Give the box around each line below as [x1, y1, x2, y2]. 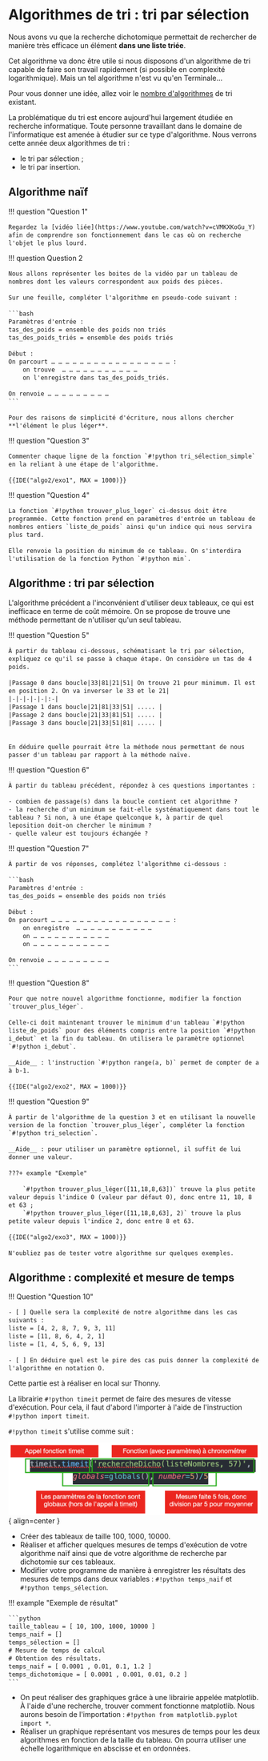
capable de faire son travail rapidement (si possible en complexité [8, 64, 226, 74]
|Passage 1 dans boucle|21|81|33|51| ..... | [8, 703, 162, 711]
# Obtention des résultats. [8, 1655, 102, 1663]
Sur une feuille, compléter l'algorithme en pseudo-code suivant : [8, 294, 238, 302]
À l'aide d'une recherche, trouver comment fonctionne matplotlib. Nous [19, 1701, 255, 1711]
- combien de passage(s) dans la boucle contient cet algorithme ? [8, 797, 238, 805]
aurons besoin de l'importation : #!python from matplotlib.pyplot [19, 1710, 238, 1719]
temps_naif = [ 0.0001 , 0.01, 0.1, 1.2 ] [8, 1663, 152, 1671]
